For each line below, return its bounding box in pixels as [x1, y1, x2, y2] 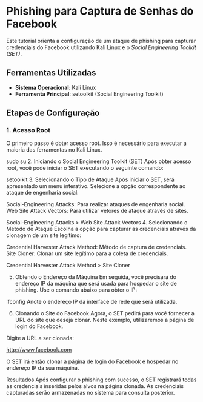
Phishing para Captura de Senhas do [6, 4, 194, 18]
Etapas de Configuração [6, 108, 100, 118]
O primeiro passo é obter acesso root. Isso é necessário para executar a [6, 139, 187, 147]
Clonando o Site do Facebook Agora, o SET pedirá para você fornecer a [15, 310, 195, 317]
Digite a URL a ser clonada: [6, 335, 75, 342]
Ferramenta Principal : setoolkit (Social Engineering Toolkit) [15, 90, 164, 98]
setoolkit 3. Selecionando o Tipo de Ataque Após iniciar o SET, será [6, 176, 175, 183]
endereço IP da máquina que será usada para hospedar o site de [15, 280, 177, 287]
